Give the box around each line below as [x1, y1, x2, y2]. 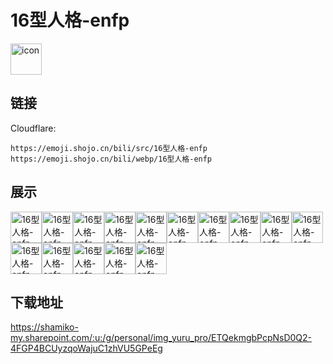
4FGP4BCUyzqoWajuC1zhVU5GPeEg [10, 342, 163, 355]
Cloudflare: [10, 122, 57, 134]
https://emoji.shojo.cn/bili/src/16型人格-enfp [10, 143, 208, 153]
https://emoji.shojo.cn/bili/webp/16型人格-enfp [10, 154, 213, 164]
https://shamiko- [10, 321, 79, 333]
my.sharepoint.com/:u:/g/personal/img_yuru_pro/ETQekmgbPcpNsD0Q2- [10, 332, 313, 344]
